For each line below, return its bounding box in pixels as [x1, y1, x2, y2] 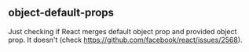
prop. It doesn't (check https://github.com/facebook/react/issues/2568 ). [8, 35, 243, 44]
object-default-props [8, 6, 115, 19]
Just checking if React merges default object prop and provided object [8, 26, 237, 36]
